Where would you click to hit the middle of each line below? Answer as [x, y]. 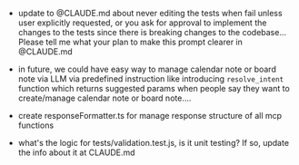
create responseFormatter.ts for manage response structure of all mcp [150, 116]
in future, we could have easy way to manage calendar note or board [147, 69]
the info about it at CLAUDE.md [76, 152]
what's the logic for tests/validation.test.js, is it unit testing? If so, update [153, 143]
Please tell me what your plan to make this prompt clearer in [130, 42]
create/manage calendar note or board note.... [105, 98]
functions [36, 125]
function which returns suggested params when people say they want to [154, 88]
